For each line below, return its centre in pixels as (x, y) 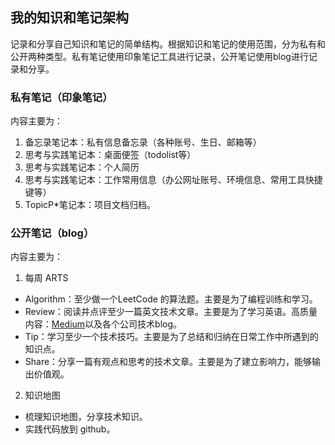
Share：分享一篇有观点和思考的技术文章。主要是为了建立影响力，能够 (168, 362)
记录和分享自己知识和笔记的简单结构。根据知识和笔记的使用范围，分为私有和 (168, 44)
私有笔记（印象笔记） (61, 97)
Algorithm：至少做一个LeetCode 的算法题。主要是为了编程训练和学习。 (171, 299)
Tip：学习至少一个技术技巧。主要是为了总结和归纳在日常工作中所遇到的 (171, 337)
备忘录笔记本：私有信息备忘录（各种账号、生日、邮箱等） (143, 142)
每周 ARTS (46, 278)
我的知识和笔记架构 (69, 18)
